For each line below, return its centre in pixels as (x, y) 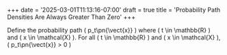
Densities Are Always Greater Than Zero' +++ (71, 17)
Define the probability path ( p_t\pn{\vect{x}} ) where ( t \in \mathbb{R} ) (109, 30)
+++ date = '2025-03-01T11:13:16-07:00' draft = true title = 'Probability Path (114, 10)
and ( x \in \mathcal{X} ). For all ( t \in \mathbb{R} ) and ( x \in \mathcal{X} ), (114, 37)
